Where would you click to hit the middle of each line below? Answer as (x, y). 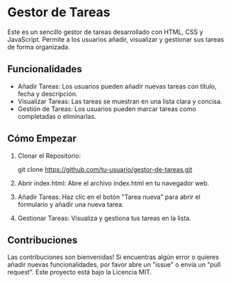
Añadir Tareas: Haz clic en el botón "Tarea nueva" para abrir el (109, 197)
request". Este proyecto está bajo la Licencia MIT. (80, 272)
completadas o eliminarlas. (57, 116)
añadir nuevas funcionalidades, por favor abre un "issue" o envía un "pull (114, 265)
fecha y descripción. (47, 93)
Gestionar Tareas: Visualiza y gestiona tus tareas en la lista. (104, 218)
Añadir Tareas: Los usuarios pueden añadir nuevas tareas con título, (117, 86)
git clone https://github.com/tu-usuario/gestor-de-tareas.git (105, 169)
